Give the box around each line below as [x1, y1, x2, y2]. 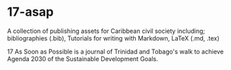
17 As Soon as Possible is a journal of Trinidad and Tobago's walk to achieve [7, 47, 224, 56]
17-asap [7, 4, 54, 20]
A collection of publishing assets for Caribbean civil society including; [7, 27, 205, 35]
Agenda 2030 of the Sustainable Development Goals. [7, 54, 159, 62]
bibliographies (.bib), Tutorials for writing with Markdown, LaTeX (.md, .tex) [7, 34, 220, 42]
